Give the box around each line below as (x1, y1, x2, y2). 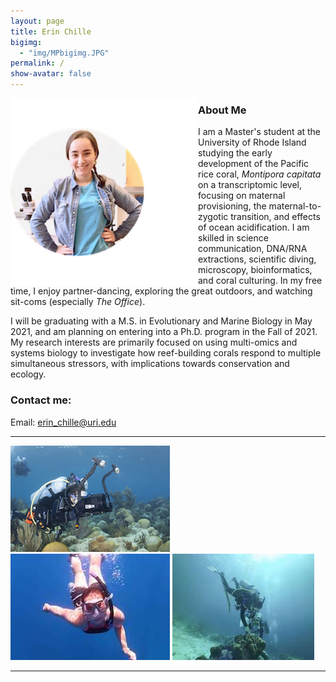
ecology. (10, 368, 47, 380)
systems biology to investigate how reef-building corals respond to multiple (10, 347, 322, 359)
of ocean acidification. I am (198, 221, 310, 234)
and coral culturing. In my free (198, 275, 323, 287)
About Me (198, 103, 247, 117)
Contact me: (10, 393, 72, 407)
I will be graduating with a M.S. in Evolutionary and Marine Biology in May (10, 315, 313, 327)
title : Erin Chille (10, 26, 92, 37)
